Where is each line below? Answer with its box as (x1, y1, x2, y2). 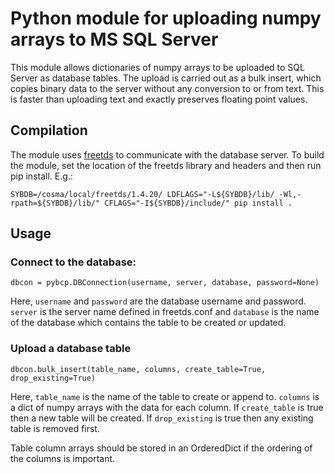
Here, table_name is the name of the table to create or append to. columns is (10, 390, 320, 402)
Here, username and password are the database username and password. (10, 295, 307, 307)
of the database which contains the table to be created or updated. (10, 317, 287, 329)
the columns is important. (10, 452, 116, 464)
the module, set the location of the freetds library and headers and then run (10, 159, 322, 171)
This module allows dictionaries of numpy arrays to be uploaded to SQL (10, 61, 305, 73)
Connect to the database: (10, 255, 137, 269)
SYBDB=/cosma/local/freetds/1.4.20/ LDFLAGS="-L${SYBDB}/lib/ (10, 189, 275, 199)
